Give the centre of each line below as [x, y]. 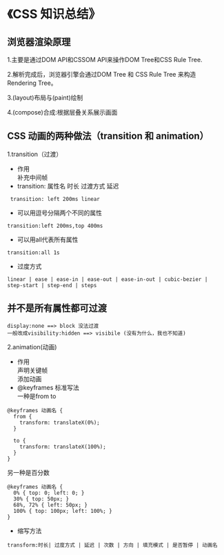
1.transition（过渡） [35, 154]
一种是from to [37, 396]
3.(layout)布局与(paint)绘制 [45, 98]
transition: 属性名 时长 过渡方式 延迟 [68, 186]
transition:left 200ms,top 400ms [55, 226]
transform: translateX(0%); [60, 422]
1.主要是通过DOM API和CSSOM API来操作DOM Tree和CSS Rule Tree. [105, 60]
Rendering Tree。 [32, 83]
